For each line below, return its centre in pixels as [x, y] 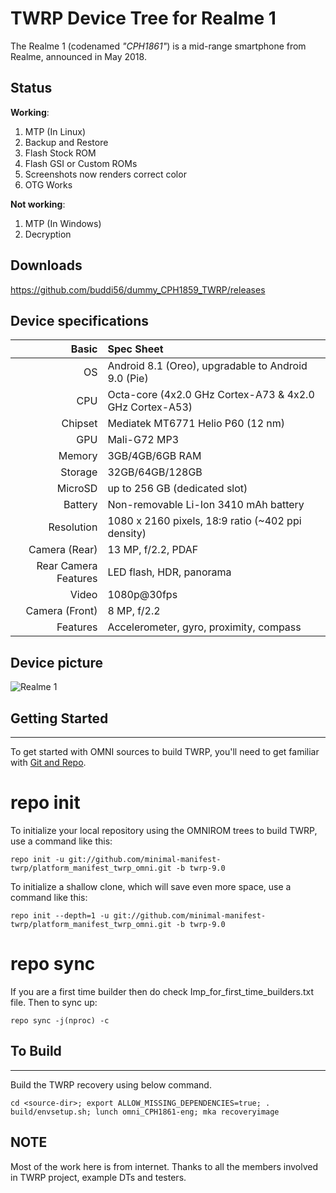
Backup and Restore [66, 142]
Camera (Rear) [63, 550]
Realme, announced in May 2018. [78, 56]
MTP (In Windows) [63, 223]
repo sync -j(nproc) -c [60, 1020]
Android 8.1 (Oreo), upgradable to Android [207, 366]
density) [127, 534]
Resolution [73, 527]
